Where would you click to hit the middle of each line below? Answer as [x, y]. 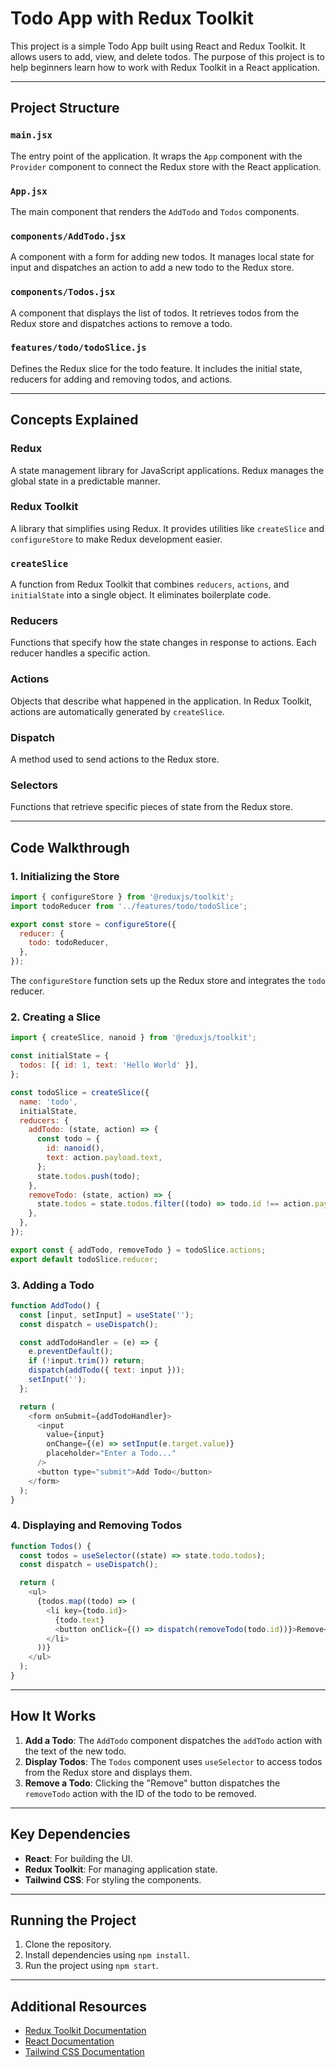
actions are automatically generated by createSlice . [117, 711]
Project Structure [65, 108]
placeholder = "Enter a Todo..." [111, 1453]
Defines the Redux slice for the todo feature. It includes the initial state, [156, 368]
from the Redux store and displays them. [108, 1772]
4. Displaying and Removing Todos [96, 1525]
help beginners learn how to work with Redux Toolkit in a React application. [165, 67]
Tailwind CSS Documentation [84, 2052]
